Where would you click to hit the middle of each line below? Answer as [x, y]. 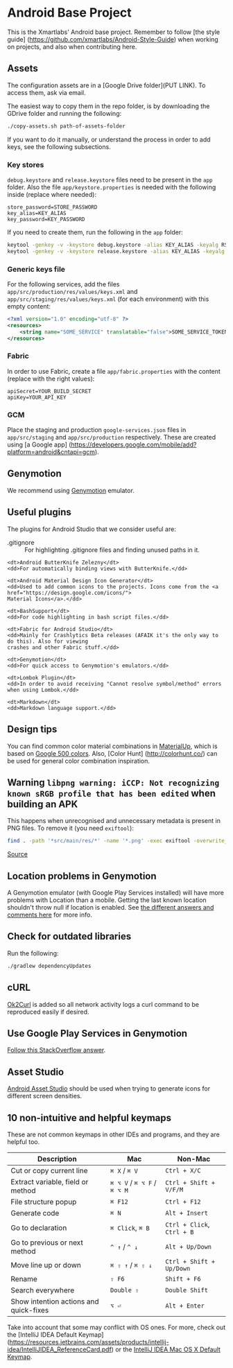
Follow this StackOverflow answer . [57, 1050]
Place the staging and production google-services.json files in [97, 430]
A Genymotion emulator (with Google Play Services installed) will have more [115, 893]
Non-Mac [194, 1159]
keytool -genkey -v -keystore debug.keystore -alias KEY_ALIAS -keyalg [113, 245]
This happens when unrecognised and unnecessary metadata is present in [114, 821]
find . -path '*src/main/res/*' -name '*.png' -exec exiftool [99, 841]
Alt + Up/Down [189, 1247]
